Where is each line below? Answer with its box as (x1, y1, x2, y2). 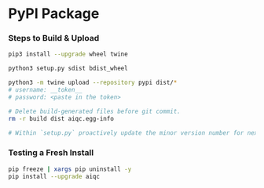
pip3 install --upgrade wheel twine (8, 50, 128, 59)
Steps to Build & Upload (8, 33, 100, 44)
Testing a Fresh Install (8, 147, 94, 158)
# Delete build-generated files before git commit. (8, 107, 181, 115)
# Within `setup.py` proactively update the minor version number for (8, 128, 244, 137)
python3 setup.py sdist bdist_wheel (8, 64, 128, 73)
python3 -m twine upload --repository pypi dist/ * (8, 79, 178, 87)
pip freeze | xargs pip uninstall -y (8, 165, 132, 173)
